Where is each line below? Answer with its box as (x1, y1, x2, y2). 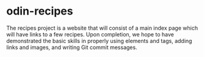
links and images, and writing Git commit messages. (6, 44, 137, 51)
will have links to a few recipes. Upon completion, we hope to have (6, 30, 174, 38)
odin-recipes (6, 4, 73, 18)
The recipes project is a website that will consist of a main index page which (6, 24, 199, 32)
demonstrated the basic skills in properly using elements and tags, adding (6, 37, 192, 44)
